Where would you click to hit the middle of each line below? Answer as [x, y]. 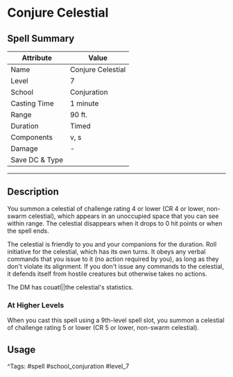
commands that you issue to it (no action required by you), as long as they [113, 259]
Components [32, 137]
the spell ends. [28, 231]
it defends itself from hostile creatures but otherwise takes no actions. [107, 274]
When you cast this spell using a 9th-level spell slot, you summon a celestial [116, 320]
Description [33, 192]
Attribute [37, 58]
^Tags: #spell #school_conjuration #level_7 [68, 366]
